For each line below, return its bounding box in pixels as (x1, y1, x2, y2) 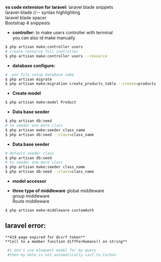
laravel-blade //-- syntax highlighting (5, 9, 80, 15)
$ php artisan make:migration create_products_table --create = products (5, 81, 156, 86)
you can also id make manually (12, 35, 75, 41)
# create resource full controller (5, 49, 79, 54)
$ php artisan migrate (5, 77, 52, 82)
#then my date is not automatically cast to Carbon (7, 252, 116, 257)
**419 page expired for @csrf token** (5, 235, 85, 240)
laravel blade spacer (5, 15, 47, 20)
